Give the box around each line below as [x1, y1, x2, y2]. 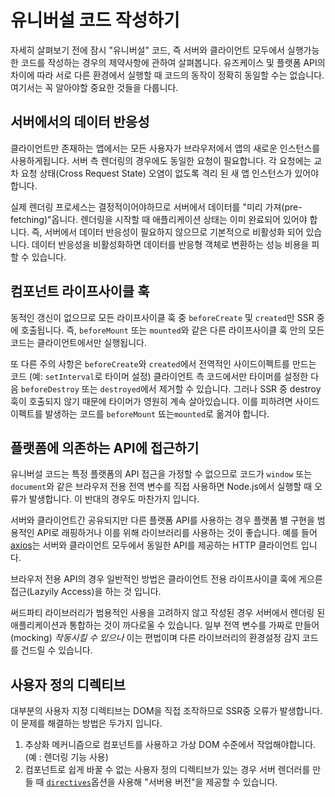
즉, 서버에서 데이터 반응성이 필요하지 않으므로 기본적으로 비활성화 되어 [31, 226, 304, 238]
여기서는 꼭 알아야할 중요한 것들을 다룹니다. [10, 81, 179, 93]
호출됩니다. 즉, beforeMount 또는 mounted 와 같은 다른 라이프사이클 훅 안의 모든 [20, 324, 325, 336]
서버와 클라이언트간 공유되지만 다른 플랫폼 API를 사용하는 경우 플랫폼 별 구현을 [10, 514, 315, 526]
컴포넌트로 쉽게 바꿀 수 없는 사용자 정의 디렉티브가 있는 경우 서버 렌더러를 [24, 764, 311, 776]
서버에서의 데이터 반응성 [10, 114, 150, 131]
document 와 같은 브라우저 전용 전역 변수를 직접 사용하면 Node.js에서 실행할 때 [10, 481, 313, 493]
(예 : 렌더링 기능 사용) [24, 751, 109, 763]
